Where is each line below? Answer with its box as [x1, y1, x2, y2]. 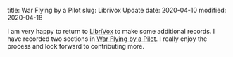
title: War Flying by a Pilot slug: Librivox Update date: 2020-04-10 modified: [7, 6, 227, 14]
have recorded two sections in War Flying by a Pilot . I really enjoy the [7, 34, 208, 43]
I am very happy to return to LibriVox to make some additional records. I [7, 27, 215, 35]
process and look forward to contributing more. [7, 42, 145, 50]
